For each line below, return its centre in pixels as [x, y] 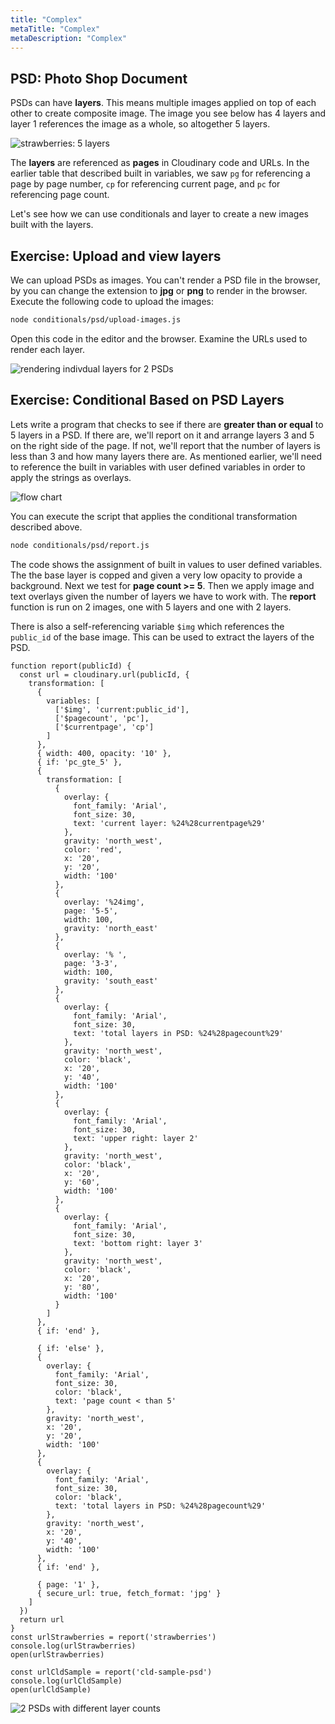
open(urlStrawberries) [57, 1654]
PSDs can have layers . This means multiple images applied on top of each [163, 103]
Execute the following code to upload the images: [112, 301]
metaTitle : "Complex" [55, 29]
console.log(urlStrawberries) [73, 1646]
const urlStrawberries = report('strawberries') [113, 1637]
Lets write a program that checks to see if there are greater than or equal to [167, 424]
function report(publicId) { [71, 666]
